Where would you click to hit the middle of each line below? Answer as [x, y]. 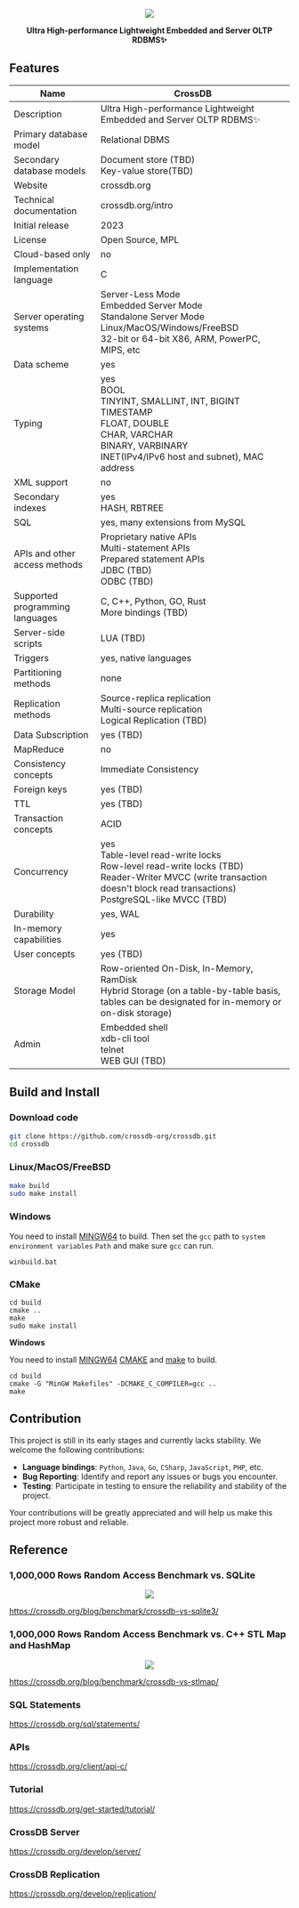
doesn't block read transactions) [169, 888]
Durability [34, 914]
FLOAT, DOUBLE [135, 423]
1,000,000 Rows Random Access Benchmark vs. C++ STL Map [148, 1635]
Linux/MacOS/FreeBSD [60, 1168]
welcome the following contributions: [77, 1450]
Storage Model [44, 990]
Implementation [46, 269]
